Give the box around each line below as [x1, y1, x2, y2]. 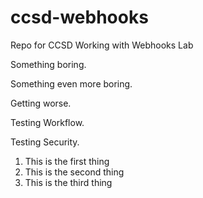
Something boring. [10, 58, 87, 70]
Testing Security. [10, 136, 80, 148]
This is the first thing [24, 155, 110, 167]
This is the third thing [24, 176, 113, 188]
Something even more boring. [10, 77, 133, 90]
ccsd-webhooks [10, 6, 149, 29]
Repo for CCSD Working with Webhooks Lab [10, 39, 194, 51]
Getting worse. [10, 97, 72, 109]
